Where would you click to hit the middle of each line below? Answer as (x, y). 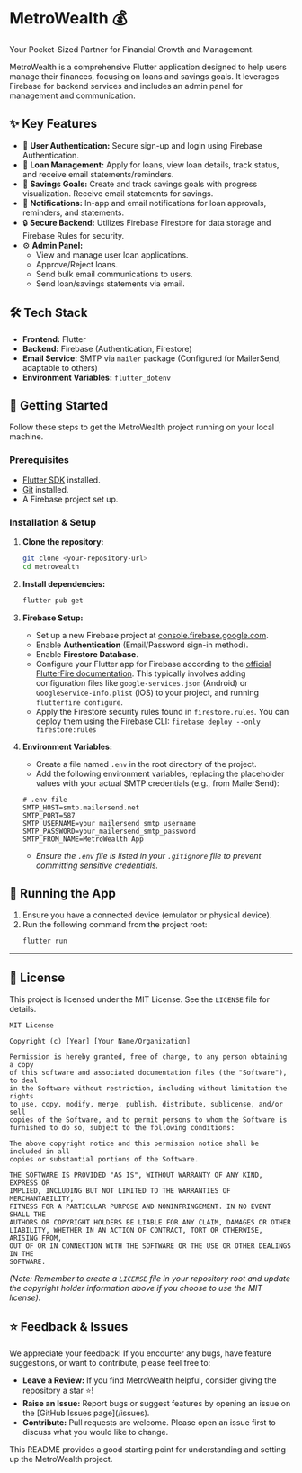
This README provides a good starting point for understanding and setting (147, 1449)
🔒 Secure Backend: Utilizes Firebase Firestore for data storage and (147, 222)
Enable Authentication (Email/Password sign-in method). (142, 645)
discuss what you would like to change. (95, 1432)
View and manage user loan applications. (112, 255)
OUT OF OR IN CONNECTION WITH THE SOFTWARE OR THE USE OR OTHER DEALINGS (151, 1246)
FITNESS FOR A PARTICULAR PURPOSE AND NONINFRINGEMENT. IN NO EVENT (140, 1207)
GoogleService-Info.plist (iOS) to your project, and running (147, 692)
